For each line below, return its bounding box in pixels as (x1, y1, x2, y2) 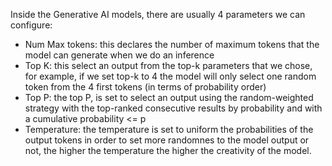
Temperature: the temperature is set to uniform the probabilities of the (24, 124, 314, 135)
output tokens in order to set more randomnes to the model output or (24, 134, 310, 146)
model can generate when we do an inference (24, 49, 215, 61)
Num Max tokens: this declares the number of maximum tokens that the (24, 39, 320, 50)
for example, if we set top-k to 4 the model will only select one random (24, 70, 317, 82)
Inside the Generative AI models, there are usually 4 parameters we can (10, 9, 306, 20)
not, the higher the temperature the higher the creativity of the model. (24, 145, 312, 156)
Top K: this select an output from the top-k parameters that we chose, (24, 60, 313, 71)
